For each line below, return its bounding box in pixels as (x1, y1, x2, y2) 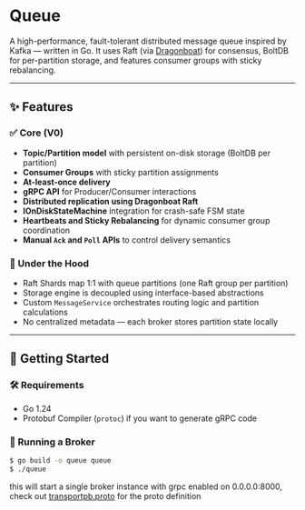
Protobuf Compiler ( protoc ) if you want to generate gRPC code (22, 413, 257, 424)
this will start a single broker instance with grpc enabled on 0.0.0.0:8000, (9, 481, 283, 492)
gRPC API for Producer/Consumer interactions (22, 185, 197, 196)
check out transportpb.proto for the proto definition (9, 490, 202, 501)
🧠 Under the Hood (9, 256, 89, 269)
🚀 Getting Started (9, 351, 110, 366)
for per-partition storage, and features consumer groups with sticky (9, 55, 262, 65)
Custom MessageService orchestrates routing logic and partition (22, 296, 260, 307)
